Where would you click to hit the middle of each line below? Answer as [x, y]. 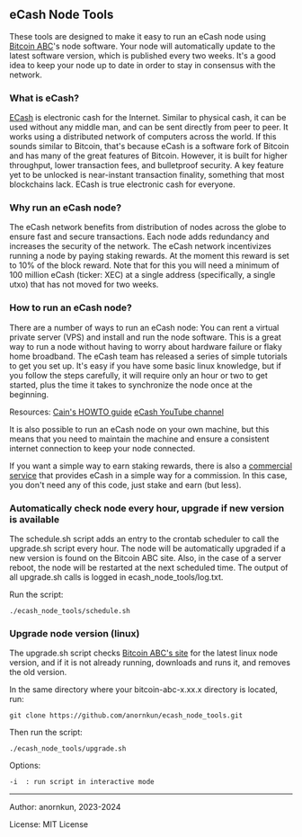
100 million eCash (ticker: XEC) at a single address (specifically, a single [142, 275]
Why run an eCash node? [66, 208]
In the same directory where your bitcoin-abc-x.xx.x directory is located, [144, 690]
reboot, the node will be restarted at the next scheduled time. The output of [149, 567]
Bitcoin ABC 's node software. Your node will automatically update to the [142, 46]
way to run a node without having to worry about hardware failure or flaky [146, 346]
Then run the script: [46, 733]
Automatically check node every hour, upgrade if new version [147, 508]
